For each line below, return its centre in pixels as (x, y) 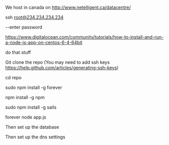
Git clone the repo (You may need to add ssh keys (58, 62)
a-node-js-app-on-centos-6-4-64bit (44, 42)
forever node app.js (26, 117)
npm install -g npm (25, 97)
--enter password (24, 27)
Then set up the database (32, 127)
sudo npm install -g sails (31, 107)
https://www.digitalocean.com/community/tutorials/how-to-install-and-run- (84, 37)
